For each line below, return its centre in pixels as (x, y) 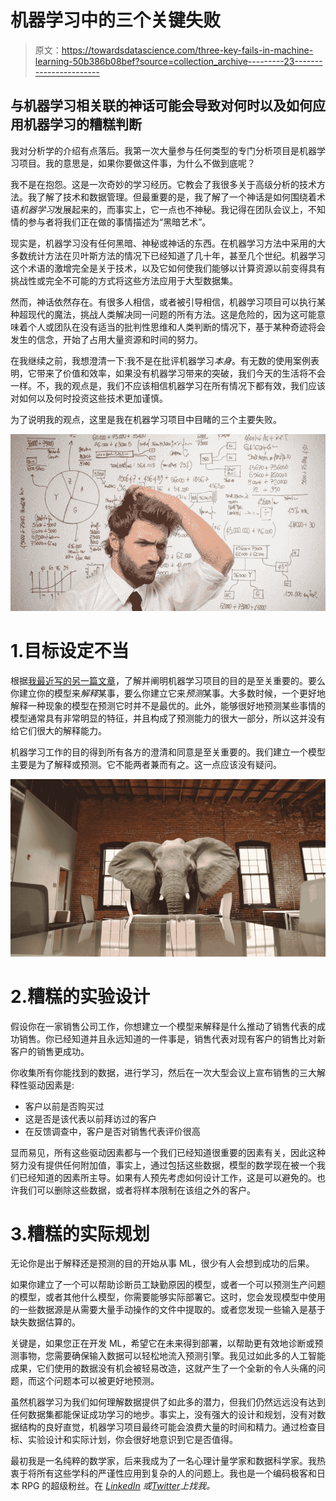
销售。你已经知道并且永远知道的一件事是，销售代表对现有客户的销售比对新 (172, 1038)
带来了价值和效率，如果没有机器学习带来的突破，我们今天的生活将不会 (181, 373)
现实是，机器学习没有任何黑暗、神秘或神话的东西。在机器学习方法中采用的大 (168, 243)
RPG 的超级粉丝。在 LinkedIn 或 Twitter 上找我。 (118, 1486)
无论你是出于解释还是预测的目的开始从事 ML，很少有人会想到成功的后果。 (162, 1263)
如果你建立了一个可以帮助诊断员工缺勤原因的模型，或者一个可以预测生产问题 (168, 1285)
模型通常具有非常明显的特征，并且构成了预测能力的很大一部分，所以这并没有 (168, 718)
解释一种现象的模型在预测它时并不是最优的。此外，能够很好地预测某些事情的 (168, 706)
